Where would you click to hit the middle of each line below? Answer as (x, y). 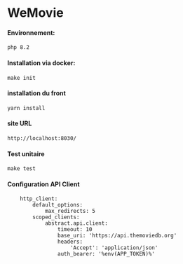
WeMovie (36, 13)
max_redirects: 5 (70, 211)
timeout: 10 (75, 230)
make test (22, 169)
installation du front (37, 93)
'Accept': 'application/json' (114, 248)
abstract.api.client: (76, 223)
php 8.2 (19, 48)
